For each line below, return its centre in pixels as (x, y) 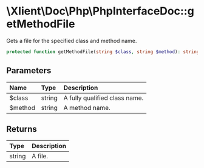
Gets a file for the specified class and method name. (72, 40)
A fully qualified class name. (104, 98)
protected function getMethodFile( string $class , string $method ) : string (103, 52)
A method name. (87, 108)
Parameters (29, 71)
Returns (22, 129)
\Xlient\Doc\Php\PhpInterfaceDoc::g (100, 11)
